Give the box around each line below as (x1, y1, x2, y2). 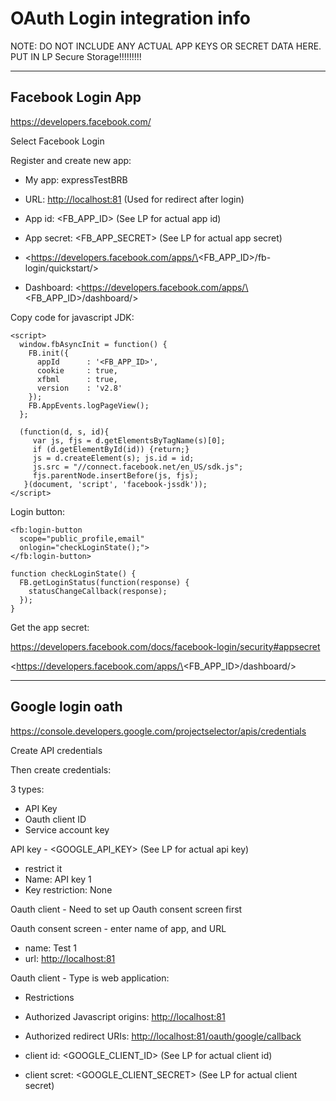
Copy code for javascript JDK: (10, 311, 135, 323)
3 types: (10, 783, 45, 795)
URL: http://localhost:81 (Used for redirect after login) (24, 193, 245, 205)
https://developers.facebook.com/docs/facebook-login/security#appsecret (10, 640, 321, 652)
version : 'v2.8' (36, 383, 123, 393)
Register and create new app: (10, 154, 132, 166)
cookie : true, (36, 365, 118, 376)
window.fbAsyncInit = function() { (19, 339, 168, 349)
